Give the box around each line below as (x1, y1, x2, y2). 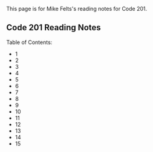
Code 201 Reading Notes (6, 22, 101, 33)
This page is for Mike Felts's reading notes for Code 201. (6, 5, 148, 12)
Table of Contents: (6, 39, 53, 46)
